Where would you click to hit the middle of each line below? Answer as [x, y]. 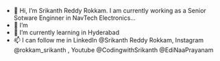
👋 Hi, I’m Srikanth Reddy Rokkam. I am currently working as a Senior [110, 11]
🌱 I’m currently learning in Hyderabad [66, 32]
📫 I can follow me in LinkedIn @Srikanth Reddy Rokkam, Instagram [109, 40]
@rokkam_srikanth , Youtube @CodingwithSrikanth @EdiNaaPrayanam [113, 50]
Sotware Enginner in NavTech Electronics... [74, 18]
